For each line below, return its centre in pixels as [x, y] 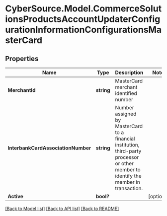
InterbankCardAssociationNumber [49, 148]
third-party [128, 151]
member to [128, 170]
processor [127, 157]
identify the [128, 176]
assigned [126, 114]
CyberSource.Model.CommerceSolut [83, 9]
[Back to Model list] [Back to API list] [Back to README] [62, 209]
